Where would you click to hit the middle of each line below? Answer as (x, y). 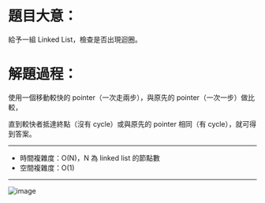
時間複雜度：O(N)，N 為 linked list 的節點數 (90, 157)
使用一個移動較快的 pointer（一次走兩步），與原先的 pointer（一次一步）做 (128, 97)
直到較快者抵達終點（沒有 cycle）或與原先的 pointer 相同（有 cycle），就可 (129, 124)
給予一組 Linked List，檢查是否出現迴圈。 (75, 39)
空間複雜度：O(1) (47, 168)
